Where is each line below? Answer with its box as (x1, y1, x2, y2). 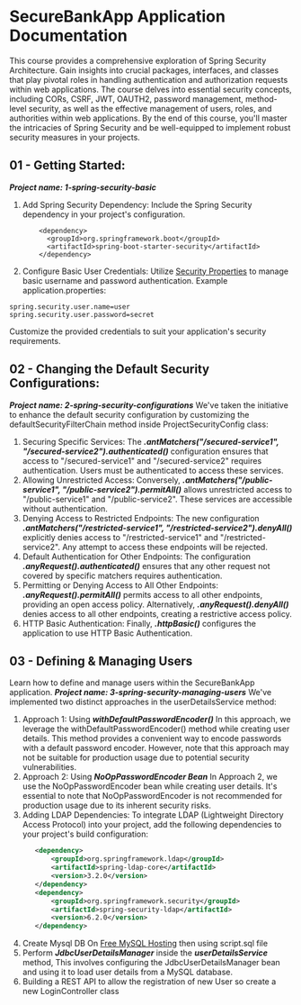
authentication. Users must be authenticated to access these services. (22, 465, 284, 475)
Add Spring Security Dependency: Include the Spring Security (22, 199, 252, 210)
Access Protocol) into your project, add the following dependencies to (22, 819, 282, 830)
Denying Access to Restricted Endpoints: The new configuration (22, 512, 260, 523)
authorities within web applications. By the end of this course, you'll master (9, 113, 288, 123)
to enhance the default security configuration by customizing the (9, 409, 250, 420)
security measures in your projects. (9, 131, 141, 142)
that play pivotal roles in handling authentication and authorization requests (9, 74, 288, 85)
